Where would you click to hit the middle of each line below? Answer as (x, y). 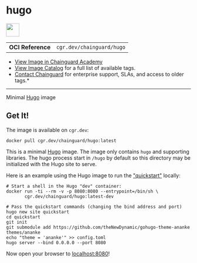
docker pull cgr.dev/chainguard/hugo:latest (61, 141)
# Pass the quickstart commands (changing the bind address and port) (94, 207)
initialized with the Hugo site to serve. (51, 164)
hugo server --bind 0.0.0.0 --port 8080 (56, 242)
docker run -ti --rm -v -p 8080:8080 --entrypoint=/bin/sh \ (82, 191)
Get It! (18, 116)
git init (17, 222)
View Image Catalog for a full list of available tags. (75, 68)
